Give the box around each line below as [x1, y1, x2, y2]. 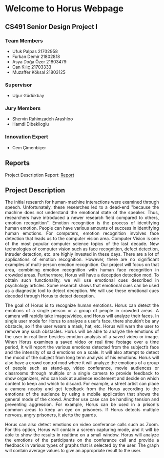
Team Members [5, 37, 43, 44]
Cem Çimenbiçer [12, 144, 46, 150]
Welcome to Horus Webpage [5, 3, 123, 14]
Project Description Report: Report [5, 172, 75, 178]
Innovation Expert [5, 134, 48, 140]
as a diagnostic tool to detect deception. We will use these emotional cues [5, 288, 159, 294]
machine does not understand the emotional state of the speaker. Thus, [5, 210, 159, 216]
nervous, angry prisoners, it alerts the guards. [5, 412, 98, 418]
